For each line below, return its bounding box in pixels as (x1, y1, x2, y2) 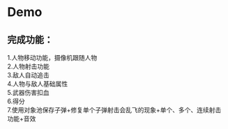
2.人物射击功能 (7, 62, 50, 70)
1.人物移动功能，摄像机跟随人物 (7, 54, 98, 61)
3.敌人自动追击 (7, 71, 50, 79)
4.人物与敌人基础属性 (7, 79, 68, 88)
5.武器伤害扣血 (7, 89, 50, 96)
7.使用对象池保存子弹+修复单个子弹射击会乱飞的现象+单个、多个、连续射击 (7, 106, 222, 114)
